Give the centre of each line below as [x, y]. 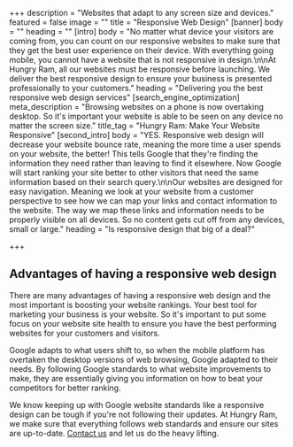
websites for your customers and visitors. [85, 333]
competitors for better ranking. [65, 388]
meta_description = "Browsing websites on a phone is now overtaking [136, 107]
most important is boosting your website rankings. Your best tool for [133, 304]
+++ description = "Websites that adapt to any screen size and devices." [142, 13]
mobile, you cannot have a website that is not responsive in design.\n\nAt [143, 60]
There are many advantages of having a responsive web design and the [140, 295]
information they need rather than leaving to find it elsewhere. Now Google [145, 163]
